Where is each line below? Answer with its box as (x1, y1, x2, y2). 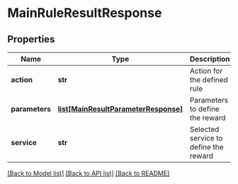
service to (190, 133, 223, 143)
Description (190, 54, 230, 64)
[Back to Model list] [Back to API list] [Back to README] (7, 169, 170, 178)
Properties (7, 33, 55, 45)
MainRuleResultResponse (7, 5, 162, 21)
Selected (190, 125, 220, 134)
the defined (190, 75, 228, 84)
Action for (190, 66, 223, 76)
